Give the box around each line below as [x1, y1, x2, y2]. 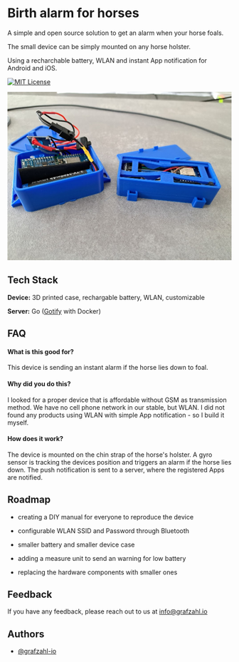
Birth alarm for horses [7, 5, 140, 21]
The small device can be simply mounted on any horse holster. [7, 42, 191, 51]
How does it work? [7, 435, 64, 443]
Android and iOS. [7, 63, 58, 72]
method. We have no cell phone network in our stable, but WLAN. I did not [7, 403, 225, 411]
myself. [7, 418, 29, 427]
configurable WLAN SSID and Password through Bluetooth [17, 526, 190, 535]
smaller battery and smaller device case [17, 540, 135, 549]
